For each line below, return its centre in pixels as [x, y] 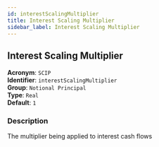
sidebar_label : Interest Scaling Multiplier [74, 27]
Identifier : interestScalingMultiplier [62, 80]
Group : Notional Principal [47, 88]
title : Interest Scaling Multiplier [61, 20]
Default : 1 [22, 102]
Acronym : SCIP [29, 73]
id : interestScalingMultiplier [53, 14]
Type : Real [23, 95]
